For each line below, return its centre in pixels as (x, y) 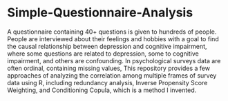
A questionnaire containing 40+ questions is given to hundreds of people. (112, 32)
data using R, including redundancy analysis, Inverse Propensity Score (107, 82)
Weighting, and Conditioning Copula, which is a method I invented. (102, 90)
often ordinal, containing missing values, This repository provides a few (109, 68)
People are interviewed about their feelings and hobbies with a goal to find (113, 38)
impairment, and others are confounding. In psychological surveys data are (114, 60)
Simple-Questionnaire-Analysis (100, 13)
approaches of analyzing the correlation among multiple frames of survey (112, 75)
